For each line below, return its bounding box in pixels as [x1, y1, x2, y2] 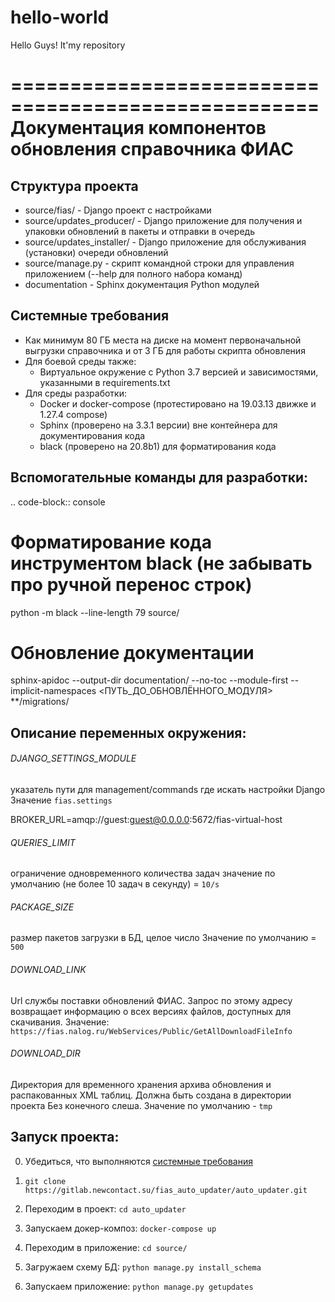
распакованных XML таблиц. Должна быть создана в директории [10, 1089, 292, 1101]
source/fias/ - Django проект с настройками [24, 204, 212, 216]
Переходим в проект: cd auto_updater [24, 1202, 187, 1215]
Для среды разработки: [24, 387, 127, 399]
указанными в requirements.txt [39, 376, 171, 388]
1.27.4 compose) [39, 408, 108, 420]
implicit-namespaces [10, 685, 97, 697]
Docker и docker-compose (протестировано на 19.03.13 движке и [39, 397, 317, 410]
